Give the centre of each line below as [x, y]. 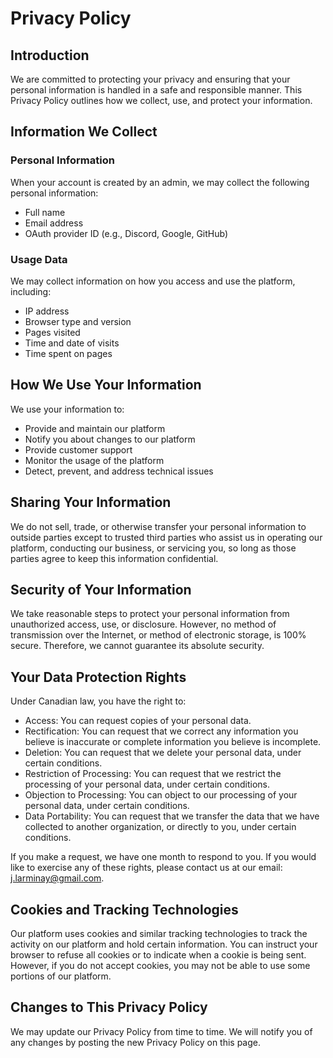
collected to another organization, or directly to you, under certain [160, 827]
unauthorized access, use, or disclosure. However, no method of [143, 624]
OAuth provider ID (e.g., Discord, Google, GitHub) [126, 233]
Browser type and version [78, 321]
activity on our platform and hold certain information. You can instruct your [164, 944]
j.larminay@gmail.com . [57, 878]
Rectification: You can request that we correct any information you [161, 731]
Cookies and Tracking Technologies [124, 909]
